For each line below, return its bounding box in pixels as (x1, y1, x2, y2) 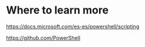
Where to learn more (6, 4, 109, 17)
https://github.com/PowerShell (6, 34, 81, 41)
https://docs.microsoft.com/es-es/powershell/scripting (6, 23, 140, 30)
